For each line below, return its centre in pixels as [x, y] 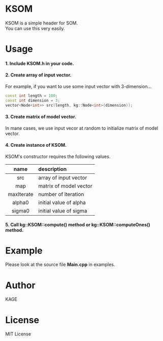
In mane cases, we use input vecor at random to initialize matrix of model [82, 128]
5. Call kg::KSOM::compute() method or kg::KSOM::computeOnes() [78, 224]
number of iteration [61, 194]
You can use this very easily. [35, 28]
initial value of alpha [62, 202]
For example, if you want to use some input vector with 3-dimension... [78, 86]
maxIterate [21, 194]
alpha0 [21, 202]
